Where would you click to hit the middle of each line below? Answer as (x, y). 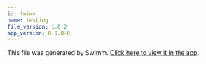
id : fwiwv (22, 14)
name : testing (28, 20)
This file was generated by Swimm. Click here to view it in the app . (103, 53)
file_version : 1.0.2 (37, 26)
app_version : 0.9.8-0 (39, 33)
